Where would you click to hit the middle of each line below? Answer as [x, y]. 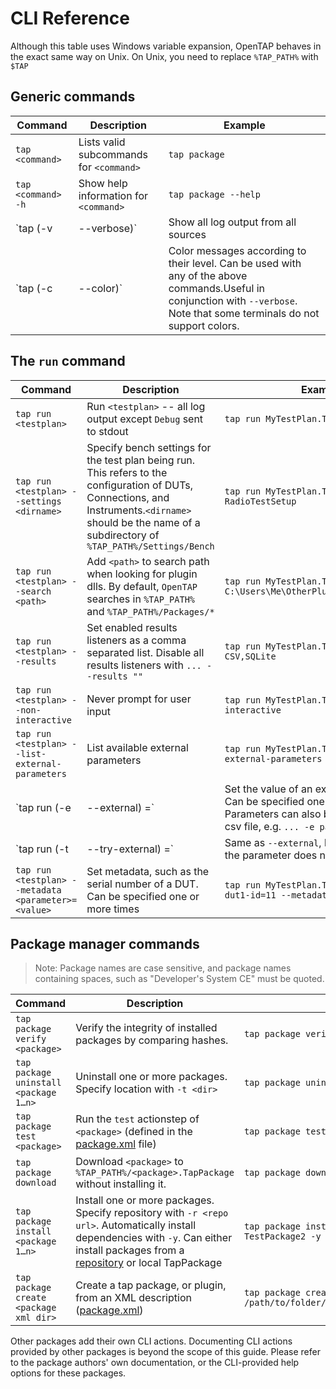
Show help [103, 183]
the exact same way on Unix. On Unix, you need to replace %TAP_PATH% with [164, 56]
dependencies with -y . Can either [154, 1238]
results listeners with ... [144, 665]
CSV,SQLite [250, 656]
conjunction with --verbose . [233, 300]
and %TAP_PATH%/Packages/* [150, 611]
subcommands [113, 154]
